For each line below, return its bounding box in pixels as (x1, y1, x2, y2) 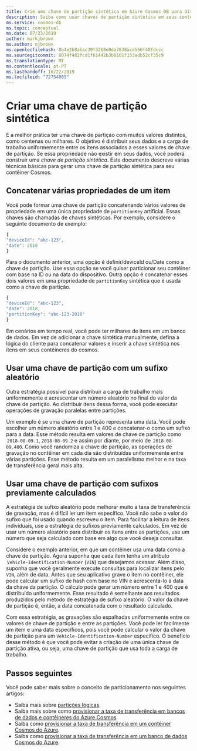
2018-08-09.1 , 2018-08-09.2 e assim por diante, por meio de (6, 437, 151, 444)
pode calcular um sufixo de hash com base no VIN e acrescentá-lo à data (6, 577, 184, 585)
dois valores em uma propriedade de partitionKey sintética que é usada (6, 277, 181, 284)
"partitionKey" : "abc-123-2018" (6, 311, 85, 317)
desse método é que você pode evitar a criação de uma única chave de (6, 639, 179, 646)
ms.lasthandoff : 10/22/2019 (6, 69, 75, 75)
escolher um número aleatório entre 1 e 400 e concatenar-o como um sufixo (6, 424, 191, 431)
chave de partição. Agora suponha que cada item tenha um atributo (6, 552, 170, 559)
